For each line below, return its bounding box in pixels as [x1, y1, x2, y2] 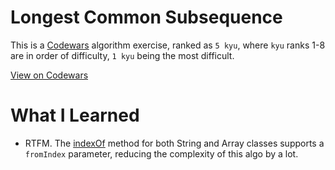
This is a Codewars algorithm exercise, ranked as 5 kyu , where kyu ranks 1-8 [10, 39, 326, 51]
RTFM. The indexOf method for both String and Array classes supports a [24, 137, 325, 149]
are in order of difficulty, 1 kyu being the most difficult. [10, 49, 235, 61]
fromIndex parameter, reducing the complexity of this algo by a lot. [24, 147, 299, 160]
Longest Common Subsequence [10, 6, 283, 29]
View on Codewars [10, 69, 89, 81]
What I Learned [10, 104, 140, 127]
